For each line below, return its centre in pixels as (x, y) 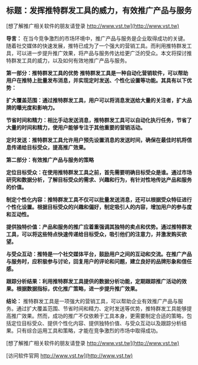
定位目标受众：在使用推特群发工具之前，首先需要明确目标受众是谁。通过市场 (99, 172)
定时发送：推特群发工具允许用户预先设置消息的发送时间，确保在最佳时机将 (96, 140)
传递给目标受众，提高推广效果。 (50, 147)
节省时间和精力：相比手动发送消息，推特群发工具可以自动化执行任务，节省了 (99, 120)
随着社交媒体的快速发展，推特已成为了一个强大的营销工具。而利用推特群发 (96, 45)
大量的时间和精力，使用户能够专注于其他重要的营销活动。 (76, 127)
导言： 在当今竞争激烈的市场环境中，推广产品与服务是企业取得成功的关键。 (97, 38)
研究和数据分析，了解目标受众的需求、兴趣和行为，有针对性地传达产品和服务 (99, 180)
